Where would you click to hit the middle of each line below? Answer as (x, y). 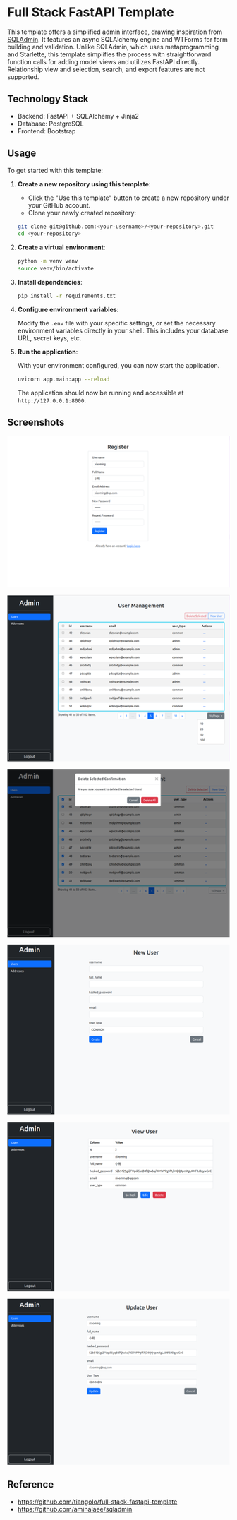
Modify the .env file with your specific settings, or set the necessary (117, 323)
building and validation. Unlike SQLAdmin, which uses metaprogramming (113, 47)
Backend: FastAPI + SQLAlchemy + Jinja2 (78, 116)
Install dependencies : (50, 282)
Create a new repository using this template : (84, 184)
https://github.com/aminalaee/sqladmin (75, 1509)
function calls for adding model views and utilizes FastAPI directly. (103, 61)
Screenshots (36, 423)
